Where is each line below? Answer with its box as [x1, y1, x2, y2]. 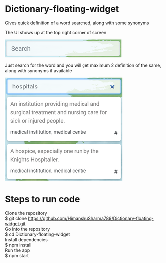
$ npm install [5, 242, 32, 248]
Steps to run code [5, 194, 80, 205]
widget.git [5, 220, 26, 227]
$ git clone [5, 215, 27, 221]
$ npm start [5, 252, 29, 258]
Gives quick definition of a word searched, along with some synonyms [5, 20, 149, 26]
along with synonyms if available [5, 67, 72, 73]
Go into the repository [5, 226, 50, 232]
